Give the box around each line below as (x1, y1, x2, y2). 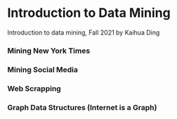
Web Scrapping (7, 83, 61, 93)
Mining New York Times (7, 46, 91, 56)
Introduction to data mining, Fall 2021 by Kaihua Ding (7, 28, 160, 37)
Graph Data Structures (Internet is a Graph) (7, 102, 157, 112)
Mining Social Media (7, 65, 79, 75)
